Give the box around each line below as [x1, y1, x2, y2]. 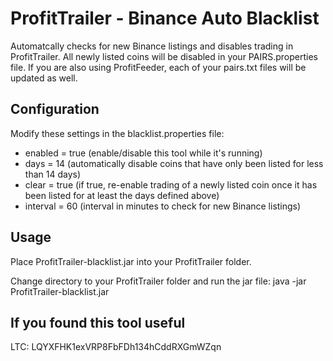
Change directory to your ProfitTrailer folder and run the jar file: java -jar [10, 275, 307, 287]
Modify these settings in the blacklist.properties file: [10, 127, 225, 139]
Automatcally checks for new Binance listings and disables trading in [10, 40, 294, 52]
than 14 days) [24, 168, 81, 180]
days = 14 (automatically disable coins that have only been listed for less [24, 157, 324, 169]
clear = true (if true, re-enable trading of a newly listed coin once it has [24, 178, 318, 191]
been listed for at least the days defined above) [24, 189, 220, 201]
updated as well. [10, 72, 78, 84]
